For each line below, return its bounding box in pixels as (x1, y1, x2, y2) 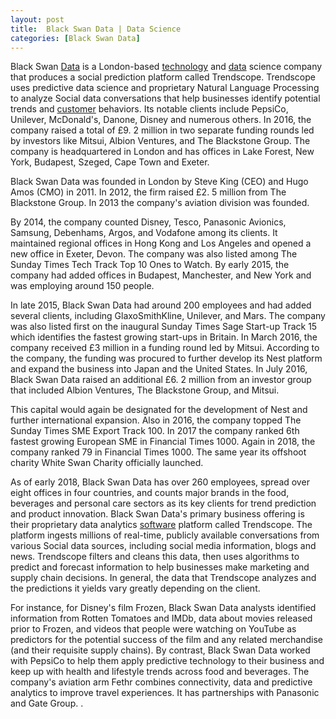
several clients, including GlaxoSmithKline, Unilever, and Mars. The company (10, 310, 326, 322)
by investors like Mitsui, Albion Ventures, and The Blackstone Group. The (10, 135, 311, 147)
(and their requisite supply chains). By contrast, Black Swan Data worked (10, 644, 311, 656)
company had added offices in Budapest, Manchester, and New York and (10, 269, 312, 281)
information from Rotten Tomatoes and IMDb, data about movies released (10, 612, 313, 625)
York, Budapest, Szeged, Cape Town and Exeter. (10, 156, 210, 168)
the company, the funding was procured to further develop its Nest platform (10, 352, 323, 365)
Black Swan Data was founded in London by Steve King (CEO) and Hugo (10, 176, 309, 188)
